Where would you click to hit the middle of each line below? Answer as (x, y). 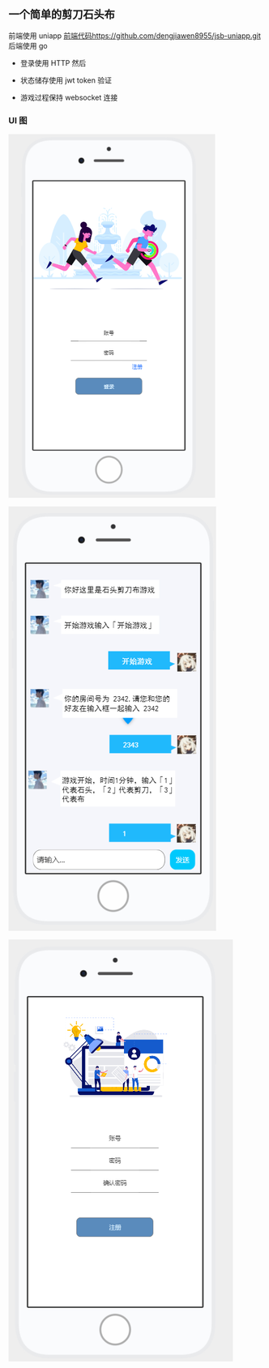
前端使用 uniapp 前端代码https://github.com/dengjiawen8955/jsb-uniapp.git (134, 36)
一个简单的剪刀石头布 (62, 15)
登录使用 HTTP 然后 (53, 62)
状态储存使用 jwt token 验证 (66, 80)
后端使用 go (28, 45)
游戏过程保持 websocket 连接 (69, 97)
